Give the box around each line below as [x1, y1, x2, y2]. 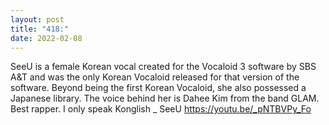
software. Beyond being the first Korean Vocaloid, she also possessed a [10, 82, 307, 94]
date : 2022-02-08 [10, 33, 83, 43]
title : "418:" [10, 24, 70, 34]
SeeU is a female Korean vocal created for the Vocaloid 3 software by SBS [10, 61, 317, 73]
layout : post [10, 14, 65, 25]
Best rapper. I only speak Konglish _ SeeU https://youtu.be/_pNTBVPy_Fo [10, 103, 312, 115]
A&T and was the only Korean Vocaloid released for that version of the [10, 71, 300, 83]
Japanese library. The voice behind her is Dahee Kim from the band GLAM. [10, 92, 320, 105]
